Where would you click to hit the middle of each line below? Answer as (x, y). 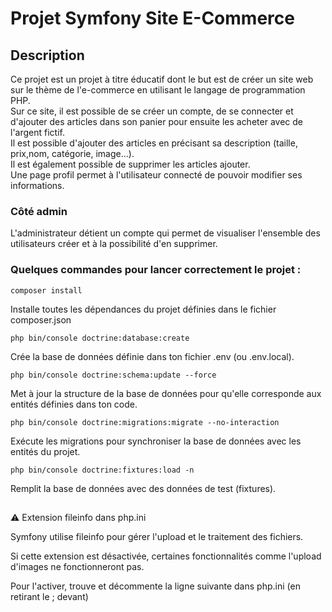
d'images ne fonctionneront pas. (77, 566)
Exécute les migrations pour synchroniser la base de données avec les (156, 441)
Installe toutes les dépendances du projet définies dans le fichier (143, 309)
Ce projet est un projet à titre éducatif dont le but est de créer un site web (162, 79)
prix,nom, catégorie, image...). (72, 153)
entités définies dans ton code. (74, 404)
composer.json (41, 319)
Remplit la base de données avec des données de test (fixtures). (143, 488)
